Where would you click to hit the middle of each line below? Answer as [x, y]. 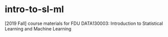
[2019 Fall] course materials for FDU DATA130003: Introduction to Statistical [84, 23]
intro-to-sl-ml [35, 9]
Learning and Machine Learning [38, 28]
